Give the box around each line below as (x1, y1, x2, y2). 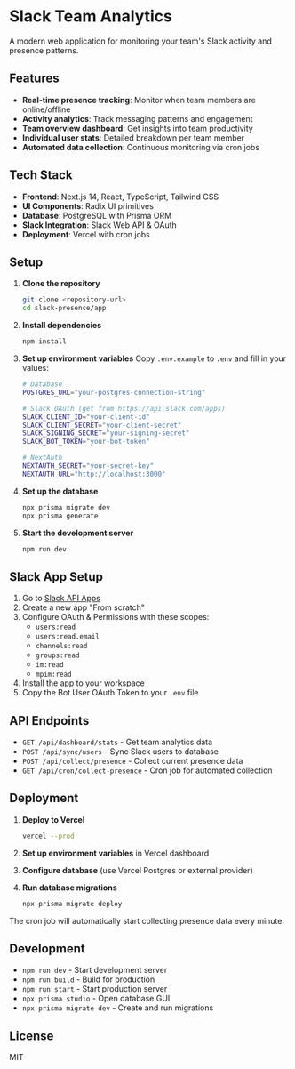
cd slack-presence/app (21, 304, 107, 313)
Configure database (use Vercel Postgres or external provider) (21, 864, 253, 875)
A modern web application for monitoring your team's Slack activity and (9, 36, 273, 46)
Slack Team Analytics (9, 6, 173, 27)
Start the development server (21, 527, 134, 538)
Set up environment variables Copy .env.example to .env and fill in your (21, 353, 287, 364)
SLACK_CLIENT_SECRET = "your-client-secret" (21, 421, 182, 430)
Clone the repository (21, 278, 100, 289)
